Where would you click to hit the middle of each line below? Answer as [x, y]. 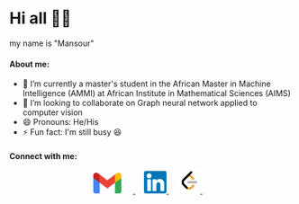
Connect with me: [44, 155]
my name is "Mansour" [52, 43]
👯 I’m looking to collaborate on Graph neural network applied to [140, 103]
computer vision [52, 112]
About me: [29, 64]
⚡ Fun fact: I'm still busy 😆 [72, 132]
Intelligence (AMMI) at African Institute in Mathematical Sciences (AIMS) [156, 93]
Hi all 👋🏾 [41, 18]
